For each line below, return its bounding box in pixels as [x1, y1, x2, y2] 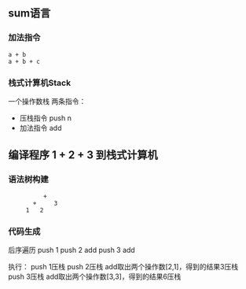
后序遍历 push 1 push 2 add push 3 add [8, 245, 135, 254]
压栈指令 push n [19, 113, 72, 123]
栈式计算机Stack [8, 77, 72, 88]
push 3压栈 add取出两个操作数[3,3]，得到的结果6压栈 [8, 272, 182, 281]
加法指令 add [19, 123, 62, 132]
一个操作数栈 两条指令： [8, 96, 86, 106]
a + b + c [8, 57, 41, 65]
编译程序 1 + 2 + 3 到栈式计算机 [8, 148, 159, 162]
